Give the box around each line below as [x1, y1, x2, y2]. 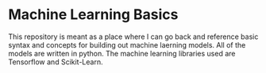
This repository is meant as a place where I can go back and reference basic [8, 32, 259, 41]
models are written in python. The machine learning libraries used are [8, 48, 236, 58]
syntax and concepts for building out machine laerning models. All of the [8, 40, 246, 49]
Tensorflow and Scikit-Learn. [8, 57, 103, 67]
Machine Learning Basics [8, 6, 179, 24]
